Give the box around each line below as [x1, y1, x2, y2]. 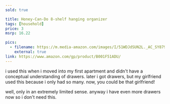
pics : [5, 40, 17, 45]
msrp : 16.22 [5, 31, 30, 36]
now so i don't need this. [5, 94, 57, 100]
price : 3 [5, 26, 24, 31]
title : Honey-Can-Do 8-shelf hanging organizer [5, 16, 108, 22]
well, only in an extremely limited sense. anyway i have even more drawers [5, 88, 161, 94]
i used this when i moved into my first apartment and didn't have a [5, 68, 143, 74]
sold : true [5, 7, 28, 13]
